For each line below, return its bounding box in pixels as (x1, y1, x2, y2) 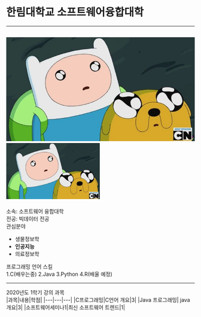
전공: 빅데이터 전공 (6, 215, 50, 222)
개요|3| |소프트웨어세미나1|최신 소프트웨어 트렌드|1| (6, 304, 126, 311)
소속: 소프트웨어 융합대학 (6, 208, 64, 215)
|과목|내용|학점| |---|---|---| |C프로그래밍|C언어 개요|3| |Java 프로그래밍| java (6, 297, 190, 304)
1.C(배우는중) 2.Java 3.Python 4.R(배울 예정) (6, 270, 112, 278)
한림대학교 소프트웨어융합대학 (6, 5, 144, 19)
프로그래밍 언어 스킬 (6, 263, 53, 270)
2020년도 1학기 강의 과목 (6, 289, 65, 296)
